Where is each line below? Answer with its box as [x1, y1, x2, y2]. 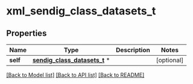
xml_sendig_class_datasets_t [6, 4, 156, 18]
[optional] [156, 56, 184, 64]
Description [115, 46, 151, 54]
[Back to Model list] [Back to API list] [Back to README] [6, 71, 145, 79]
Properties [6, 28, 47, 38]
